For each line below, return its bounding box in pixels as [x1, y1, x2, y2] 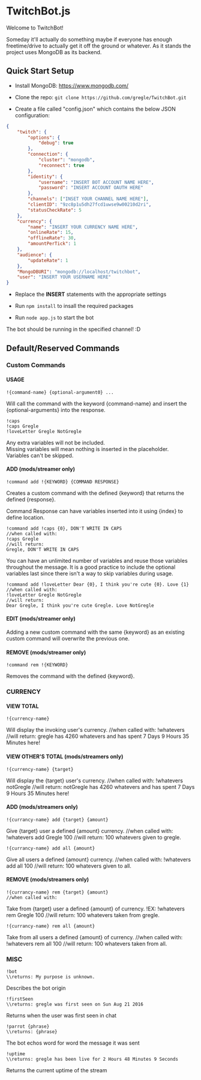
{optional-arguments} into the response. [6, 406, 106, 413]
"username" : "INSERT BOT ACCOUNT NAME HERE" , [38, 179, 154, 185]
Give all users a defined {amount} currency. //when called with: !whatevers [6, 856, 191, 863]
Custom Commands [6, 361, 66, 369]
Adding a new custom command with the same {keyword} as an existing [6, 628, 185, 636]
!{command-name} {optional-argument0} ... [6, 389, 114, 395]
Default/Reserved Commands [6, 343, 120, 353]
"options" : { [28, 134, 61, 141]
